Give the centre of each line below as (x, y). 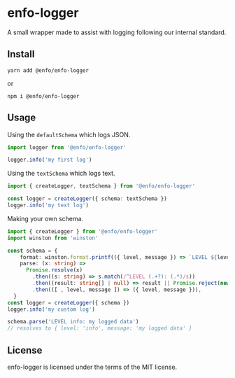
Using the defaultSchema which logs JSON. (69, 134)
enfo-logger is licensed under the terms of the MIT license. (92, 367)
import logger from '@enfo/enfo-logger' (67, 147)
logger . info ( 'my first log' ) (50, 160)
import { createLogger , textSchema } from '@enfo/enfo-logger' (101, 186)
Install (21, 54)
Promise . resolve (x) (54, 270)
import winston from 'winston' (53, 238)
